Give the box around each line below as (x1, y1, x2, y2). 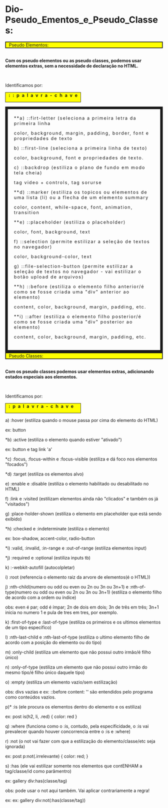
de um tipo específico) (5, 624, 51, 630)
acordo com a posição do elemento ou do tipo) (5, 639, 102, 645)
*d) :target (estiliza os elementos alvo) (5, 471, 84, 477)
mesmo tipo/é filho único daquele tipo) (5, 669, 85, 675)
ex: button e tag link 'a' (5, 446, 52, 452)
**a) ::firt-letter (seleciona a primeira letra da (14, 115, 136, 121)
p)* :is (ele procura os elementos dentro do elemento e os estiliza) (5, 703, 141, 709)
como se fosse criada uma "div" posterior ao (14, 318, 133, 324)
